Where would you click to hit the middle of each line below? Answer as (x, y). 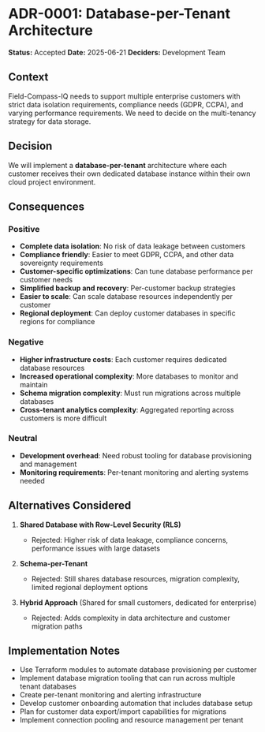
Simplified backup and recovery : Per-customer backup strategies (127, 288)
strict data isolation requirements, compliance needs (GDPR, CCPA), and (126, 104)
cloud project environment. (52, 181)
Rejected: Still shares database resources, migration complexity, (136, 579)
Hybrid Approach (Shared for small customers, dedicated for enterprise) (138, 602)
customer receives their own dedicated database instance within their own (129, 174)
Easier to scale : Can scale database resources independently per (126, 297)
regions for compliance (57, 322)
